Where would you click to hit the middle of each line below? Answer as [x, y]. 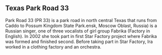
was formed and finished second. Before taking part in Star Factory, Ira [79, 41]
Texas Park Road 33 [37, 8]
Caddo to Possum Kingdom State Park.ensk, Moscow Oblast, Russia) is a [81, 25]
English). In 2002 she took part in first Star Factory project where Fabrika [81, 36]
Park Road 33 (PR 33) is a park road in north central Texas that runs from [81, 20]
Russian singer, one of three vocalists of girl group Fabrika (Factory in [78, 31]
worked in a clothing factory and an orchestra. [53, 46]
